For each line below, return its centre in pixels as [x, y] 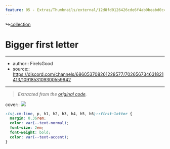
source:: [21, 69]
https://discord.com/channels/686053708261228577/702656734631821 [88, 74]
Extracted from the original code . [52, 94]
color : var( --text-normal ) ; [39, 123]
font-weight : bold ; [30, 133]
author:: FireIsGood [33, 63]
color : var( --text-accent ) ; [39, 137]
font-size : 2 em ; [27, 128]
